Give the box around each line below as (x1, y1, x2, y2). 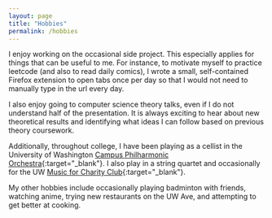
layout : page (8, 11, 53, 20)
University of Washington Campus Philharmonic (8, 150, 169, 159)
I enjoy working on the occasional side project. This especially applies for (8, 50, 255, 59)
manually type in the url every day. (8, 84, 125, 94)
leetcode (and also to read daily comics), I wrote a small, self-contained (8, 67, 248, 76)
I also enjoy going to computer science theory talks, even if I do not (8, 99, 235, 110)
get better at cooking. (8, 200, 81, 210)
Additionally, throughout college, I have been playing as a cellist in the (8, 142, 243, 151)
